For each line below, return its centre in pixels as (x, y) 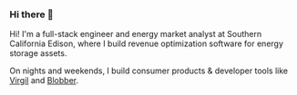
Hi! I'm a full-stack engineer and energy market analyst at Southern (136, 34)
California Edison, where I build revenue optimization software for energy (147, 43)
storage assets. (38, 53)
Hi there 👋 (32, 14)
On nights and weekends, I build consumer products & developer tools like (149, 71)
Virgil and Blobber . (44, 81)
